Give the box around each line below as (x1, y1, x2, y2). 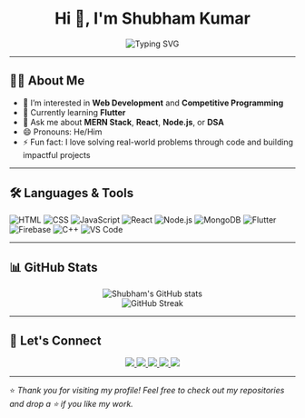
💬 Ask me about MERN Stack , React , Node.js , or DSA (22, 116, 224, 127)
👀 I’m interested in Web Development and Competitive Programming (22, 97, 284, 108)
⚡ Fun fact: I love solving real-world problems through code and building (22, 136, 293, 147)
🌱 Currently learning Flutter (22, 106, 126, 117)
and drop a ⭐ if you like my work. (9, 399, 133, 410)
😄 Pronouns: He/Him (22, 126, 103, 137)
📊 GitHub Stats (9, 259, 98, 275)
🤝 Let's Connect (9, 333, 102, 348)
